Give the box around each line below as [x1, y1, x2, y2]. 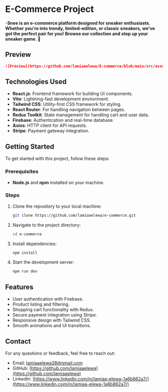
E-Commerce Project [5, 3, 94, 15]
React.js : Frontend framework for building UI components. [12, 91, 133, 97]
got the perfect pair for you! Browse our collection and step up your [5, 30, 148, 36]
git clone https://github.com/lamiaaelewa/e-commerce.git [12, 213, 136, 218]
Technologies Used [5, 77, 66, 86]
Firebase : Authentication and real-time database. [12, 117, 114, 123]
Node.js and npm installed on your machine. [12, 179, 104, 185]
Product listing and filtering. [12, 301, 70, 308]
